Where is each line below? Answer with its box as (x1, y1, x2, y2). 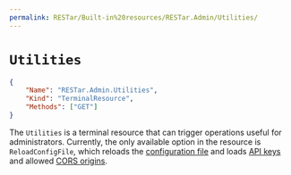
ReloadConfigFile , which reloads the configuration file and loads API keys (9, 146, 281, 156)
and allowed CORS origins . (9, 155, 108, 166)
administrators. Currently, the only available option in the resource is (9, 136, 261, 147)
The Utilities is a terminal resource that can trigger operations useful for (9, 127, 282, 137)
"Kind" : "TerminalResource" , (25, 95, 134, 104)
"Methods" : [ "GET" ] (25, 103, 98, 112)
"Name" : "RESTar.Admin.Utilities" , (25, 86, 158, 95)
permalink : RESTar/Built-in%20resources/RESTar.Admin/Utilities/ (9, 12, 258, 22)
